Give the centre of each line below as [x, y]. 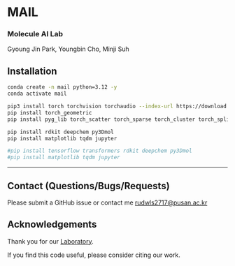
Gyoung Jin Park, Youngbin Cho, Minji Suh [68, 49]
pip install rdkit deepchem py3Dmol [60, 132]
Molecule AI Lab [35, 34]
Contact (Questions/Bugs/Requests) [88, 186]
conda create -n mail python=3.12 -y [62, 87]
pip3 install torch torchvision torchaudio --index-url [90, 106]
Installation [32, 71]
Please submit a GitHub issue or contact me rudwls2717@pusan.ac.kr [107, 202]
